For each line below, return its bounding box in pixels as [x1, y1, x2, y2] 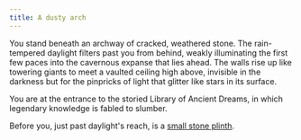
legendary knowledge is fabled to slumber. [9, 102, 169, 113]
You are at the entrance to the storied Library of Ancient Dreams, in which [9, 93, 284, 104]
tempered [9, 47, 46, 58]
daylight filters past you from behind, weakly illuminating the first [47, 47, 288, 58]
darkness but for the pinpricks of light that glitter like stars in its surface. [9, 75, 278, 86]
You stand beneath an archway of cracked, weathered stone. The [9, 38, 252, 48]
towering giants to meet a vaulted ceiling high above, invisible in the [9, 66, 261, 77]
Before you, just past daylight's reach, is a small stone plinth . [9, 120, 235, 131]
